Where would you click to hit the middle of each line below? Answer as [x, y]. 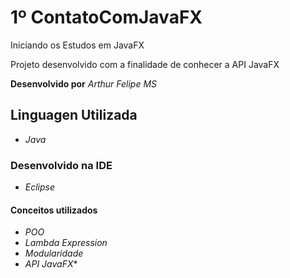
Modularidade [54, 253]
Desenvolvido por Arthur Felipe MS [84, 83]
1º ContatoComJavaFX [106, 17]
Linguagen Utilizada [74, 115]
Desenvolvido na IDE [61, 165]
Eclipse [40, 187]
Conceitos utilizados [54, 210]
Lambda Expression [66, 243]
